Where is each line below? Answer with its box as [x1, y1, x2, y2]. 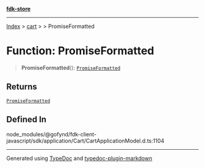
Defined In [6, 114, 47, 125]
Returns [6, 82, 38, 92]
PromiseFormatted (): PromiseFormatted [21, 64, 121, 71]
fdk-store [6, 5, 31, 12]
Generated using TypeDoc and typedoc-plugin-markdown [6, 155, 153, 162]
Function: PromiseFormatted [6, 44, 154, 58]
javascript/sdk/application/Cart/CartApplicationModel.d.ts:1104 [6, 137, 165, 144]
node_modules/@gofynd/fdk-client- [6, 130, 96, 138]
